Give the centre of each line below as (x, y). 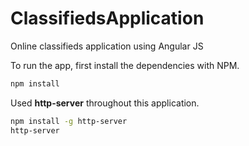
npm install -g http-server (69, 121)
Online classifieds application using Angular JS (107, 46)
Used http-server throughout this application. (105, 103)
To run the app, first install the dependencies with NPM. (125, 65)
